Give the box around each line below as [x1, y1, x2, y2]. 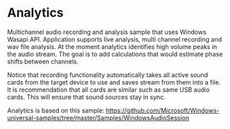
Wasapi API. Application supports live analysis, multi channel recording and [7, 35, 222, 43]
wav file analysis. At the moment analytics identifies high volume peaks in [7, 42, 218, 51]
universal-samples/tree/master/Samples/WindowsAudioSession [7, 113, 190, 122]
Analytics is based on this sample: [7, 106, 105, 114]
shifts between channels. [7, 57, 79, 65]
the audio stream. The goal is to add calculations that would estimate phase [7, 50, 223, 58]
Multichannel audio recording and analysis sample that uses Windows [7, 28, 206, 36]
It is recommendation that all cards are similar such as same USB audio [7, 85, 210, 94]
